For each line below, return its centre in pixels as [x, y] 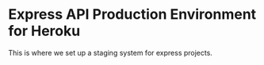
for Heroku [44, 31]
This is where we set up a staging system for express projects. [110, 52]
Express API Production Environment [132, 14]
